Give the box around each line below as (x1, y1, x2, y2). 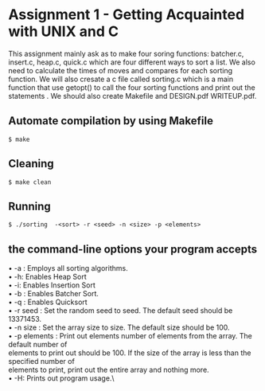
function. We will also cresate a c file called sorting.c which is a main (8, 74, 234, 84)
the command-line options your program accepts (8, 242, 258, 256)
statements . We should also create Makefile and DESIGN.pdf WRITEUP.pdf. (8, 91, 257, 100)
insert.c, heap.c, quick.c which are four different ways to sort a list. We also (8, 57, 256, 67)
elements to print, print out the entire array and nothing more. (8, 365, 209, 375)
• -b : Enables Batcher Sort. (8, 289, 99, 299)
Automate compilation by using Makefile (8, 114, 213, 128)
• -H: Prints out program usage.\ (8, 373, 115, 383)
